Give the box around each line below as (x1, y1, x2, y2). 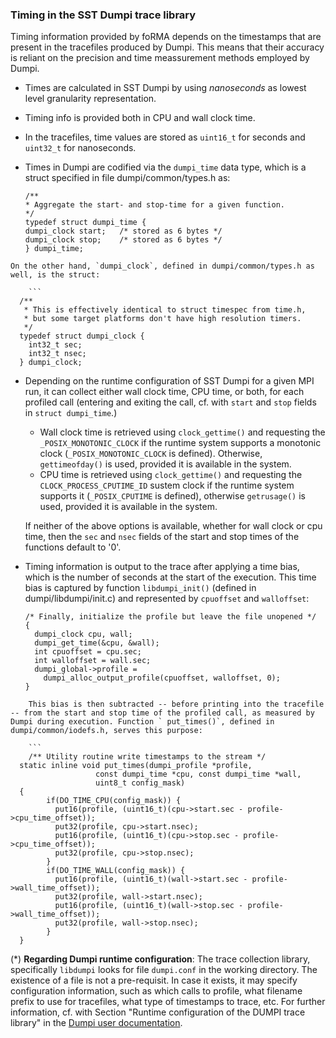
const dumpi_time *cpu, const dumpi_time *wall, (95, 769, 302, 780)
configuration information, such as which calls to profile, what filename (10, 985, 303, 997)
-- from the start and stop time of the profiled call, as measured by (10, 708, 315, 718)
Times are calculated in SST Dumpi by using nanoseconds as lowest (24, 82, 307, 94)
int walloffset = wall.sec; (34, 656, 152, 666)
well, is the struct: (10, 270, 101, 280)
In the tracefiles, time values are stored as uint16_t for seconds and (24, 131, 306, 143)
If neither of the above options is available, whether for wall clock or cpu (24, 520, 323, 532)
